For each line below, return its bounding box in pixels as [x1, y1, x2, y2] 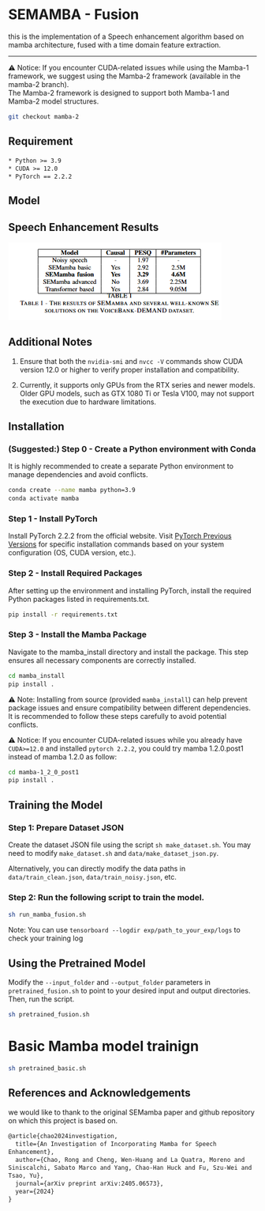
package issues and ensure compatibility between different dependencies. [8, 702, 251, 713]
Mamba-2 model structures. [8, 97, 99, 106]
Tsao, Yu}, [8, 1171, 44, 1179]
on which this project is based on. [8, 1115, 118, 1125]
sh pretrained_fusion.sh [8, 1011, 90, 1019]
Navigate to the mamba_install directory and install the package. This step [8, 647, 248, 657]
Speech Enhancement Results [8, 221, 159, 234]
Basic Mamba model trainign [8, 1038, 200, 1055]
